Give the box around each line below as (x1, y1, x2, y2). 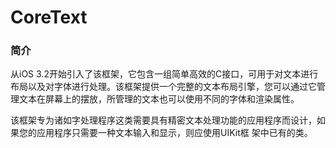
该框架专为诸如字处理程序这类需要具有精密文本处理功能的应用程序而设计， (10, 114, 317, 126)
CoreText (10, 6, 88, 29)
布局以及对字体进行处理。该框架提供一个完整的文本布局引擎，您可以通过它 (10, 81, 317, 93)
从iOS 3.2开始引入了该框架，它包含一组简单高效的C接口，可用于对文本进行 (10, 68, 319, 80)
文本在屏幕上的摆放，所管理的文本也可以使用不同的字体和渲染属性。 (18, 93, 300, 105)
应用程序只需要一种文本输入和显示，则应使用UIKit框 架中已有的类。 (36, 127, 313, 139)
